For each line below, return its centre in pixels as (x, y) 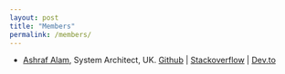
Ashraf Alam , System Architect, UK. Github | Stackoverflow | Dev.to (149, 60)
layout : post (34, 18)
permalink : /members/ (51, 34)
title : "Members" (42, 26)
